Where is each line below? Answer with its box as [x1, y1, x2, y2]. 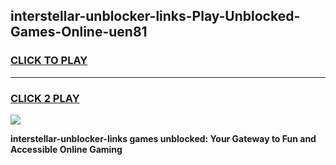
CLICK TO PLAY [10, 54, 88, 68]
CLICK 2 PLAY [10, 91, 80, 105]
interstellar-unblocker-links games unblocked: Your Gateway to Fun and [10, 132, 317, 144]
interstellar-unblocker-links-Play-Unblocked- [10, 8, 301, 25]
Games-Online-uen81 [10, 24, 148, 41]
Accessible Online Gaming [10, 143, 123, 155]
